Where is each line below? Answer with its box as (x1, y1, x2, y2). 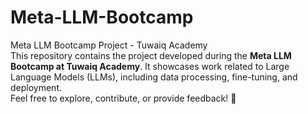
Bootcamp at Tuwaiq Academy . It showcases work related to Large (10, 60, 290, 72)
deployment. (10, 81, 62, 93)
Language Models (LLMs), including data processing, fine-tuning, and (10, 71, 298, 83)
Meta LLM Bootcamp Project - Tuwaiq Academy (10, 39, 208, 51)
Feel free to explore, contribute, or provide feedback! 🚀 (10, 92, 237, 104)
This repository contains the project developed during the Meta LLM (10, 49, 292, 61)
